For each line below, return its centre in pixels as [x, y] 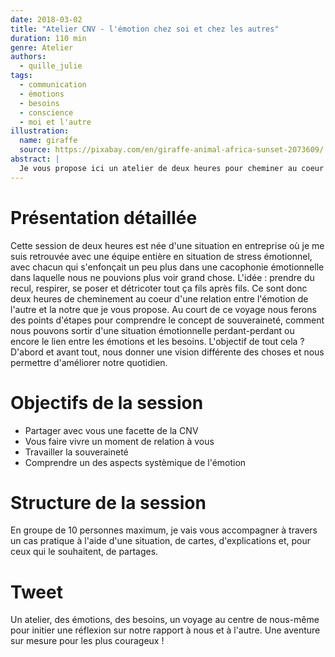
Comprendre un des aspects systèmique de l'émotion [135, 462]
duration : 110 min [48, 38]
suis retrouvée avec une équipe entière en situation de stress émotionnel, [161, 256]
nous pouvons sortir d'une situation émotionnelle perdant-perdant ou [152, 330]
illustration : [40, 131]
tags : [21, 76]
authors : [28, 57]
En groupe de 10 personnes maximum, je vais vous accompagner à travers [164, 530]
